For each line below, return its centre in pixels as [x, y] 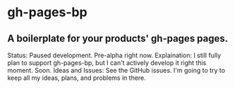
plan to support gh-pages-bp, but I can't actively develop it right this [107, 63]
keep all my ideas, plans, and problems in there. [77, 78]
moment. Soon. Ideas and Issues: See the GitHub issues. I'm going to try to [116, 70]
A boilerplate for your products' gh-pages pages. [118, 38]
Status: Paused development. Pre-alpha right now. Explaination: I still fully [114, 55]
